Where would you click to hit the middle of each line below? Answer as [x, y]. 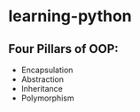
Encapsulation [47, 70]
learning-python [70, 16]
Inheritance [42, 89]
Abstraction [42, 79]
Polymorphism [47, 98]
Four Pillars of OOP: [63, 49]
